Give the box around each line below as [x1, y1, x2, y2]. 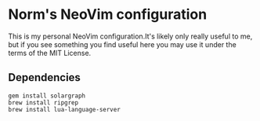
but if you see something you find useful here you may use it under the [8, 39, 237, 49]
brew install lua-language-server [8, 105, 121, 113]
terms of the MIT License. [8, 48, 92, 57]
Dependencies [8, 71, 81, 84]
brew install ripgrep [8, 98, 79, 107]
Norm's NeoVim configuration [8, 5, 208, 24]
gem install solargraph [8, 92, 86, 100]
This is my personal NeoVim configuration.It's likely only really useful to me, [8, 31, 253, 41]
